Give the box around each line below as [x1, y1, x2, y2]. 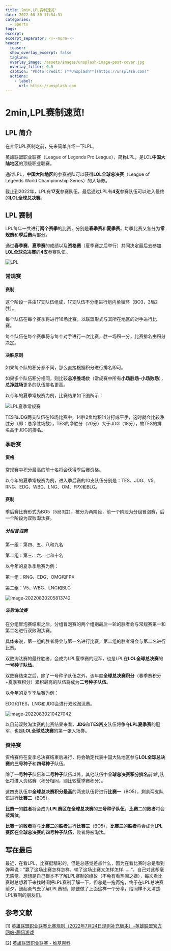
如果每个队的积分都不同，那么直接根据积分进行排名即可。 [5, 364, 126, 370]
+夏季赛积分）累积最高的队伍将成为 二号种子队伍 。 [5, 679, 111, 685]
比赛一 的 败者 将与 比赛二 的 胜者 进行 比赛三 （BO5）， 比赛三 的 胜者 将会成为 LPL [5, 823, 163, 829]
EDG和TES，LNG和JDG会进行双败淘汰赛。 [5, 701, 95, 707]
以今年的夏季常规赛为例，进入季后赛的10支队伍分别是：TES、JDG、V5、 [5, 477, 158, 483]
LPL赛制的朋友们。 [5, 892, 45, 898]
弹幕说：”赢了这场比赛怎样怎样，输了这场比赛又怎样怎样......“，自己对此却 [5, 866, 160, 873]
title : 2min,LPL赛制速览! [5, 7, 58, 13]
